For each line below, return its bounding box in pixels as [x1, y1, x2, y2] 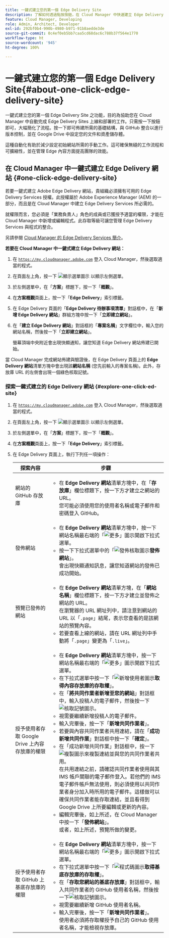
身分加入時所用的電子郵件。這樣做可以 [69, 788, 160, 795]
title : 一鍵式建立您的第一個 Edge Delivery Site [5, 7, 102, 13]
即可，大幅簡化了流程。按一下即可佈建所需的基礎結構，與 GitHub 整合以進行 [5, 124, 163, 130]
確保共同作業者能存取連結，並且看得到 [59, 795, 150, 803]
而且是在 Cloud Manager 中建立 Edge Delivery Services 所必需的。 [18, 201, 157, 207]
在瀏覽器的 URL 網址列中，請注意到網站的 [59, 607, 157, 614]
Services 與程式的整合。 [5, 224, 56, 230]
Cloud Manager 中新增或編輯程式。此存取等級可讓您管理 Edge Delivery [5, 218, 152, 224]
